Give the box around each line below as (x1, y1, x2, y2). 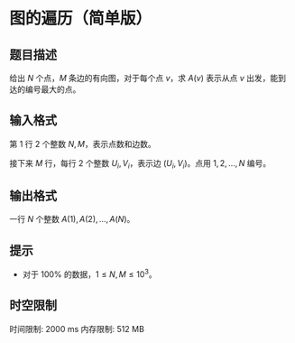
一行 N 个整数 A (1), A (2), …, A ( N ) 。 (9, 214, 135, 225)
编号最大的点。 (24, 84, 81, 95)
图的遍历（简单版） (9, 8, 152, 29)
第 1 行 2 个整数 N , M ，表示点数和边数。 (9, 138, 156, 149)
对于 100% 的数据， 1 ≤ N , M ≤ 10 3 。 (22, 267, 158, 280)
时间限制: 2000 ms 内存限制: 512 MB (9, 323, 144, 334)
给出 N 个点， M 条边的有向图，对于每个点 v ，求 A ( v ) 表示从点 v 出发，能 (9, 73, 279, 83)
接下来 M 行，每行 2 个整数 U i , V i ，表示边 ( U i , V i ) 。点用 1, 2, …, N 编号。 (9, 157, 272, 171)
